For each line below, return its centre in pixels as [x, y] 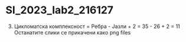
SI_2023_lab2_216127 [59, 10]
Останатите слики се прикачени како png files [72, 32]
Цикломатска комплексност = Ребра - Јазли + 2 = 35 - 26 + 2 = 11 [97, 26]
